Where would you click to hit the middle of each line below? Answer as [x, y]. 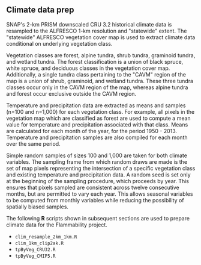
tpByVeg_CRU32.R [35, 249]
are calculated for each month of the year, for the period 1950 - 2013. [92, 131]
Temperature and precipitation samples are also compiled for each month [97, 137]
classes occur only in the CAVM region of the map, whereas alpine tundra [97, 87]
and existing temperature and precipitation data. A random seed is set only [98, 175]
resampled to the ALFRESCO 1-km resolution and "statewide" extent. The [97, 31]
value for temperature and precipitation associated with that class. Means [97, 124]
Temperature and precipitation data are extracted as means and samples [96, 105]
